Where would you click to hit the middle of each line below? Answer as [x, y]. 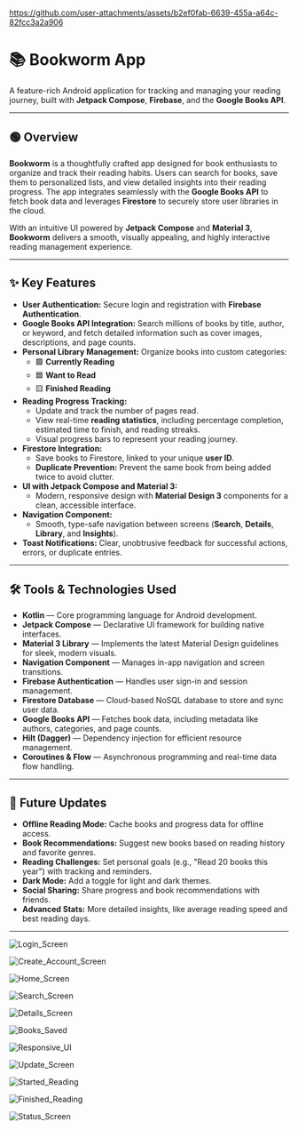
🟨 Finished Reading [73, 388]
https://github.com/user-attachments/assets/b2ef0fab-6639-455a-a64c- [144, 13]
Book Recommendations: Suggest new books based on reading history [153, 843]
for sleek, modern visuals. [69, 653]
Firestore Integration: [62, 448]
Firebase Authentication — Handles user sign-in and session [135, 681]
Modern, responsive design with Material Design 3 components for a [161, 495]
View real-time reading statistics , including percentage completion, [159, 420]
